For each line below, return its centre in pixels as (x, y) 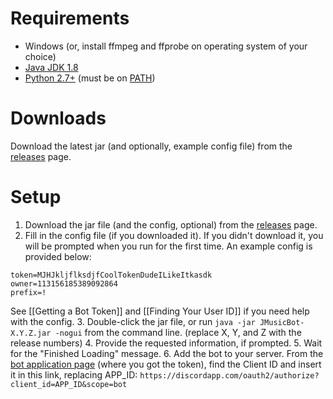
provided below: (58, 256)
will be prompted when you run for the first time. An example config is (168, 246)
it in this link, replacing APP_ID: (74, 374)
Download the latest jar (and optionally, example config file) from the (151, 146)
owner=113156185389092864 (64, 283)
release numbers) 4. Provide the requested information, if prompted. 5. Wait (166, 343)
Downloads (58, 118)
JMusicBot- (282, 322)
